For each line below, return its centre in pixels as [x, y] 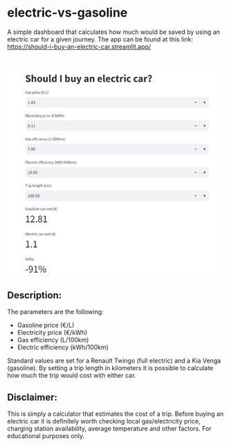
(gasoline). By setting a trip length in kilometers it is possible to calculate [110, 368]
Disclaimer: [32, 397]
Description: [35, 295]
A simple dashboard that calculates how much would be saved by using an [113, 32]
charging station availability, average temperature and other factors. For [110, 429]
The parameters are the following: [55, 312]
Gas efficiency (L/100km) [53, 340]
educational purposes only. [46, 436]
